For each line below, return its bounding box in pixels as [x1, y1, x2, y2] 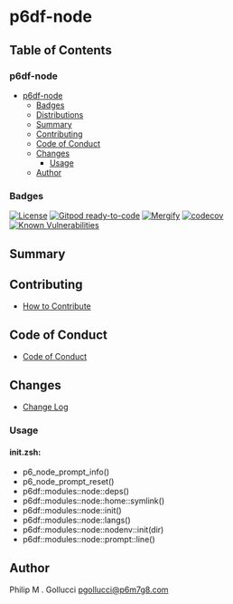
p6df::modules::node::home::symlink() [22, 495, 165, 506]
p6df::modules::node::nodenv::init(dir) [22, 524, 164, 535]
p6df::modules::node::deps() [22, 486, 129, 497]
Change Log [22, 401, 70, 412]
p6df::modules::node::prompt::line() [22, 534, 155, 545]
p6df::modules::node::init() [22, 505, 122, 516]
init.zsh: [9, 446, 42, 457]
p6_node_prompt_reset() [22, 476, 115, 487]
